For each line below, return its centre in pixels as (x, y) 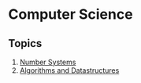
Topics (25, 43)
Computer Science (70, 14)
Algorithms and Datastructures (69, 70)
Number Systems (48, 62)
